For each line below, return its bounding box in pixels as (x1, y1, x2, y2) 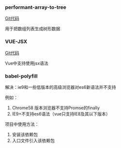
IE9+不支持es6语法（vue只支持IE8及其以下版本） (12, 111, 110, 116)
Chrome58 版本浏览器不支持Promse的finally (12, 105, 100, 111)
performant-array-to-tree (5, 4, 67, 11)
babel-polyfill (5, 72, 38, 79)
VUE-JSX (5, 38, 28, 45)
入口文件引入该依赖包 (12, 137, 55, 143)
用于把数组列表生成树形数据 (5, 26, 60, 32)
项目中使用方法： (5, 121, 39, 127)
